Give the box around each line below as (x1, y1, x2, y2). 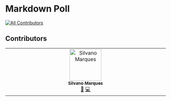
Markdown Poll (5, 3, 70, 15)
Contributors (5, 34, 47, 43)
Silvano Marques (68, 80, 103, 86)
